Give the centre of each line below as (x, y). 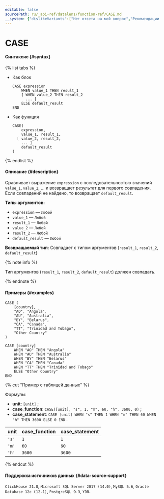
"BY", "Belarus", (32, 320)
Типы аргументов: (25, 202)
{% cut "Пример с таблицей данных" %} (47, 385)
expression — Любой (32, 212)
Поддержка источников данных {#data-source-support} (66, 475)
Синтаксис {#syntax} (28, 57)
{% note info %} (21, 262)
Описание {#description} (32, 172)
